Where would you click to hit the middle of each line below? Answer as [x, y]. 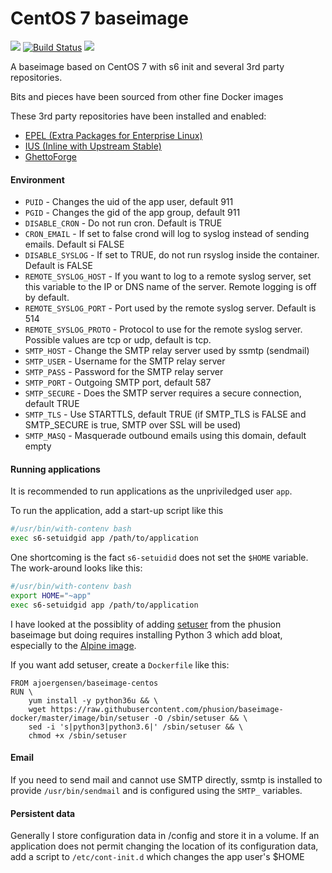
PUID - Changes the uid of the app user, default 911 [129, 202]
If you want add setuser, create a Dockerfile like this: [120, 664]
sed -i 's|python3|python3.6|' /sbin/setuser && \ [136, 727]
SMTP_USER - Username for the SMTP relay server [125, 361]
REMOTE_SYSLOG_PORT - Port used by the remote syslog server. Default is [170, 308]
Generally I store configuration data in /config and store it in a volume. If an [165, 836]
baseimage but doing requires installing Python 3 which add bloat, [146, 634]
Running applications [55, 469]
